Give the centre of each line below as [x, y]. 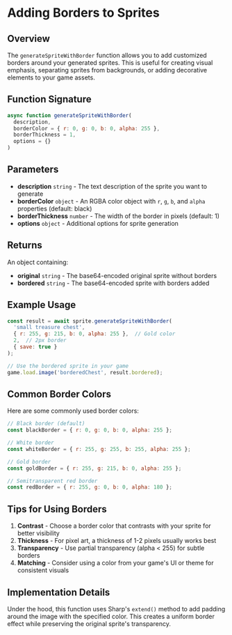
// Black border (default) [46, 424]
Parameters [33, 170]
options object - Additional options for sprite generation [98, 223]
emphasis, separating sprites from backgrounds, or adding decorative [107, 70]
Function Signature [49, 99]
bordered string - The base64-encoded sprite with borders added [113, 283]
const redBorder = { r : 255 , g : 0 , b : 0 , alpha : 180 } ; [90, 487]
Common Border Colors [59, 394]
